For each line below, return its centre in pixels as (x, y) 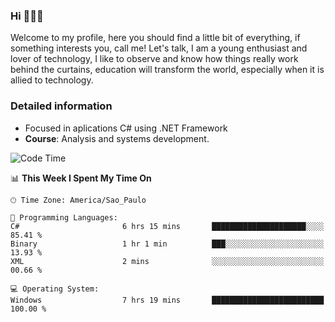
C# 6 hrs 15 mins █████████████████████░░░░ (167, 226)
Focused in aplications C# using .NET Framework (126, 128)
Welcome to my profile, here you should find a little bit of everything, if (155, 38)
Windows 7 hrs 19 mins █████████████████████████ (167, 300)
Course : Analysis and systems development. (117, 138)
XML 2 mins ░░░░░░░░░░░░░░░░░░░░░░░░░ (167, 261)
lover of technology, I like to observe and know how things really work (154, 59)
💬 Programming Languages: (64, 217)
